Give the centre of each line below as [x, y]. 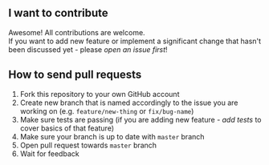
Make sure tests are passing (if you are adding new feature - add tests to [141, 119]
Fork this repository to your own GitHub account [100, 94]
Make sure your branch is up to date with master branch [112, 136]
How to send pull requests [75, 75]
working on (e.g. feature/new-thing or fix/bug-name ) [107, 111]
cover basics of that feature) [67, 128]
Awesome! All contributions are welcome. [77, 32]
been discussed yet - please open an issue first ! [88, 49]
